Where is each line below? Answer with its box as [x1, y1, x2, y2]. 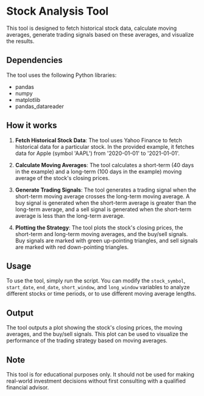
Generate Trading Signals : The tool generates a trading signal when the [15, 186, 197, 193]
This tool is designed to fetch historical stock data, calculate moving [6, 24, 177, 32]
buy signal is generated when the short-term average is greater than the [15, 199, 197, 206]
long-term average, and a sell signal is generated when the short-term [15, 206, 192, 213]
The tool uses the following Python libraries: [6, 71, 117, 79]
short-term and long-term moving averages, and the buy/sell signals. [15, 230, 188, 237]
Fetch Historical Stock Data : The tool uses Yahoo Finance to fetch [15, 136, 183, 144]
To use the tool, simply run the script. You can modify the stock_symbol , [6, 277, 186, 284]
